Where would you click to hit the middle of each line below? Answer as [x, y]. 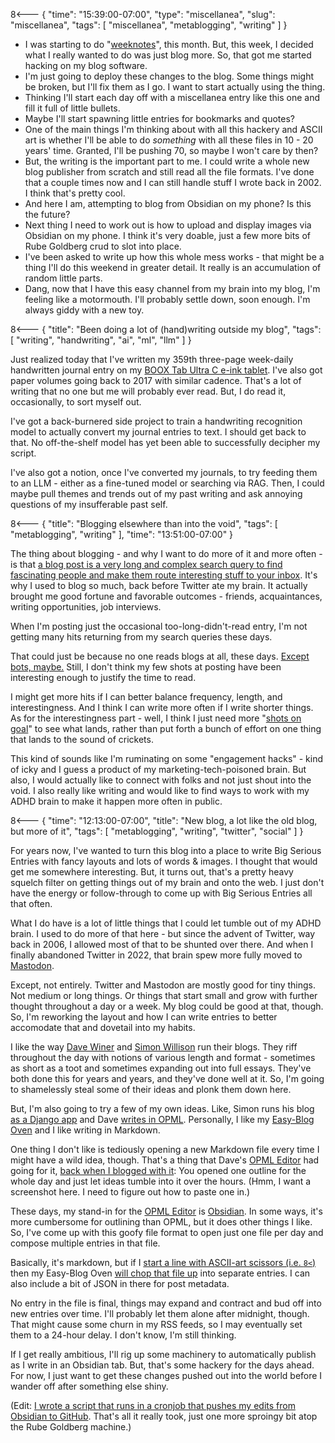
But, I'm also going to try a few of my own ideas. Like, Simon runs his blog [162, 1108]
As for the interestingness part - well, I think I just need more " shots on [156, 718]
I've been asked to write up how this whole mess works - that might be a [174, 257]
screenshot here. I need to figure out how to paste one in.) [130, 1192]
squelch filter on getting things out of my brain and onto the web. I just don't [167, 882]
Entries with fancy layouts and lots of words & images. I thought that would [164, 861]
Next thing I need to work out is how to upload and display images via [168, 225]
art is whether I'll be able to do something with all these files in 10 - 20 [169, 140]
